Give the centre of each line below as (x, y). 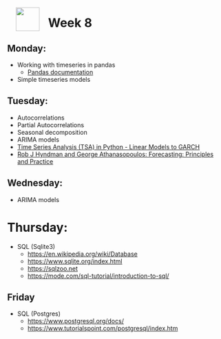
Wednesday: (35, 183)
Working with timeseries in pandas (66, 65)
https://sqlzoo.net (52, 268)
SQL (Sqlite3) (36, 246)
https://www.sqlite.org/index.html (75, 261)
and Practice (35, 161)
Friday (21, 297)
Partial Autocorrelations (51, 124)
